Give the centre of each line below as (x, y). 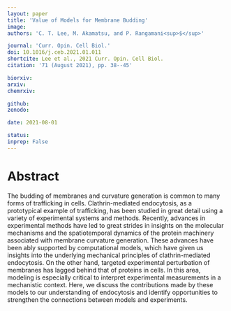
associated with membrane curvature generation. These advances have (111, 240)
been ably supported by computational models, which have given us (105, 247)
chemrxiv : (22, 91)
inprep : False (28, 142)
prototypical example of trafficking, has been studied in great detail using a (115, 210)
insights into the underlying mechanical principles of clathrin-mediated (109, 255)
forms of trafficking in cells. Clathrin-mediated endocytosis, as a (99, 203)
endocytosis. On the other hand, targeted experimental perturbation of (109, 262)
